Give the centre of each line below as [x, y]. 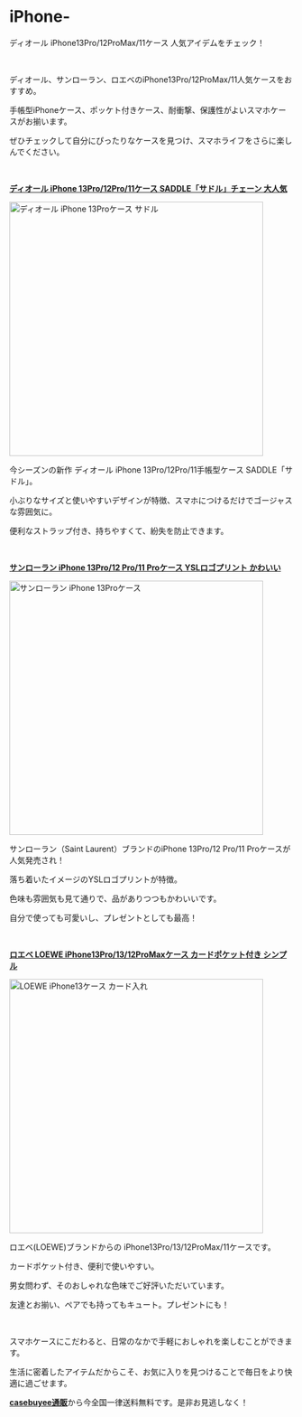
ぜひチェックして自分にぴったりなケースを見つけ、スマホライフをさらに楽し [151, 140]
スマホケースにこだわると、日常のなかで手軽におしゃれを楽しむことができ [147, 1341]
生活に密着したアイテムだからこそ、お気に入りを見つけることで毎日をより [147, 1372]
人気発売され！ [37, 859]
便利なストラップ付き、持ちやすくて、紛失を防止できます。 [119, 530]
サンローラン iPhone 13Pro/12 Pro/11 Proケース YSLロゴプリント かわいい [145, 568]
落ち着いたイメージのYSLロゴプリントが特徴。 [96, 879]
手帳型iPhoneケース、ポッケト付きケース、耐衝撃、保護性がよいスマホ [140, 109]
